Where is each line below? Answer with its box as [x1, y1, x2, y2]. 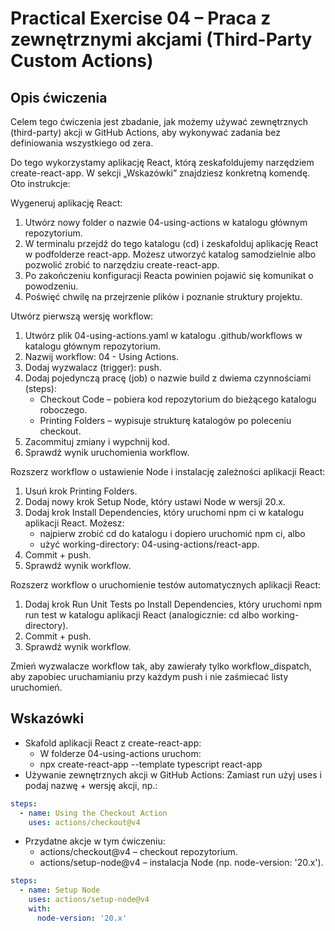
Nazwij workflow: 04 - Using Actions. [24, 351, 179, 362]
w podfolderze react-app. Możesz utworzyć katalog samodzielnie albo [24, 248, 317, 260]
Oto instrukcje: [10, 178, 71, 189]
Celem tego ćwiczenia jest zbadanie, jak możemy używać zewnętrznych [10, 116, 309, 127]
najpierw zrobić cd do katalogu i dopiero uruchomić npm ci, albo [39, 528, 306, 539]
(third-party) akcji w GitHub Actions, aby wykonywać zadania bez [10, 127, 281, 138]
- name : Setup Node [19, 885, 101, 896]
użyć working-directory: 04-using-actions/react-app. [39, 538, 260, 550]
